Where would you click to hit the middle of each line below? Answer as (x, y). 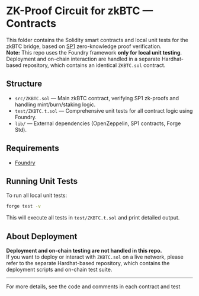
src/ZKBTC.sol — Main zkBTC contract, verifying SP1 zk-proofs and (97, 98)
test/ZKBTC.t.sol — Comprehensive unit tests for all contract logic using (104, 110)
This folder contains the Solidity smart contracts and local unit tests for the (97, 40)
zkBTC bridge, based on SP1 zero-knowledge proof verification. (84, 46)
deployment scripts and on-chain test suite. (59, 270)
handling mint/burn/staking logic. (55, 104)
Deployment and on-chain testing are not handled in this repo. (84, 251)
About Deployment (42, 236)
